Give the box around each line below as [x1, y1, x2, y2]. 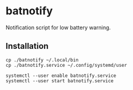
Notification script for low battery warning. [5, 24, 111, 31]
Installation [5, 41, 49, 51]
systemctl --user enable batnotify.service [5, 73, 117, 79]
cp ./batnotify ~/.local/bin [5, 57, 79, 63]
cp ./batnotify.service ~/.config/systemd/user [5, 62, 128, 68]
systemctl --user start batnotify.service [5, 77, 114, 84]
